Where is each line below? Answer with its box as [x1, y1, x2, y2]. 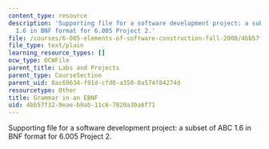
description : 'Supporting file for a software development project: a [8, 19, 249, 27]
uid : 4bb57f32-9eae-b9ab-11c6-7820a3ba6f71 [8, 101, 156, 109]
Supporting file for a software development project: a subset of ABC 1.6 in [8, 123, 252, 133]
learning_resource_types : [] [8, 49, 106, 57]
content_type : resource [8, 11, 88, 20]
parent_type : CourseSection [8, 71, 102, 79]
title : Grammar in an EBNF [8, 94, 98, 102]
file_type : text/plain [8, 42, 84, 50]
